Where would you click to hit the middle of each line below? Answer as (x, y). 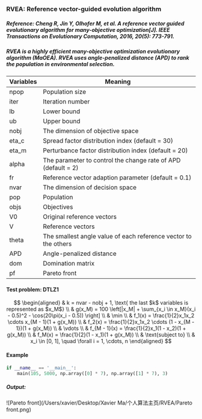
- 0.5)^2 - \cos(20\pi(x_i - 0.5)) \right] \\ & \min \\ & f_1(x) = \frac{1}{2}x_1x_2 (101, 315)
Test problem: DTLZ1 (32, 289)
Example (17, 355)
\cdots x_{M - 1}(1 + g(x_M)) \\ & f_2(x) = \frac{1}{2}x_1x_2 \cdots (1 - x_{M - (101, 322)
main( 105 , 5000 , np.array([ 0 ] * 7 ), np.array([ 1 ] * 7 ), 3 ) (93, 373)
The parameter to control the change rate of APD (112, 160)
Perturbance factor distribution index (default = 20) (115, 151)
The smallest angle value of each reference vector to (118, 237)
